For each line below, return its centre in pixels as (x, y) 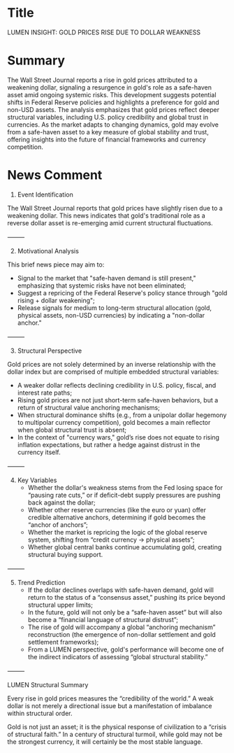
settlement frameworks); (63, 642)
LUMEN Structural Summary (48, 684)
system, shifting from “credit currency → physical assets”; (111, 540)
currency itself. (39, 452)
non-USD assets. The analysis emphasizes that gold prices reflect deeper (114, 109)
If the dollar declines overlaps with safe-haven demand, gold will (121, 590)
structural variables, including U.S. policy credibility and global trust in (108, 117)
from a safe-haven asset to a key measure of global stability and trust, (108, 132)
